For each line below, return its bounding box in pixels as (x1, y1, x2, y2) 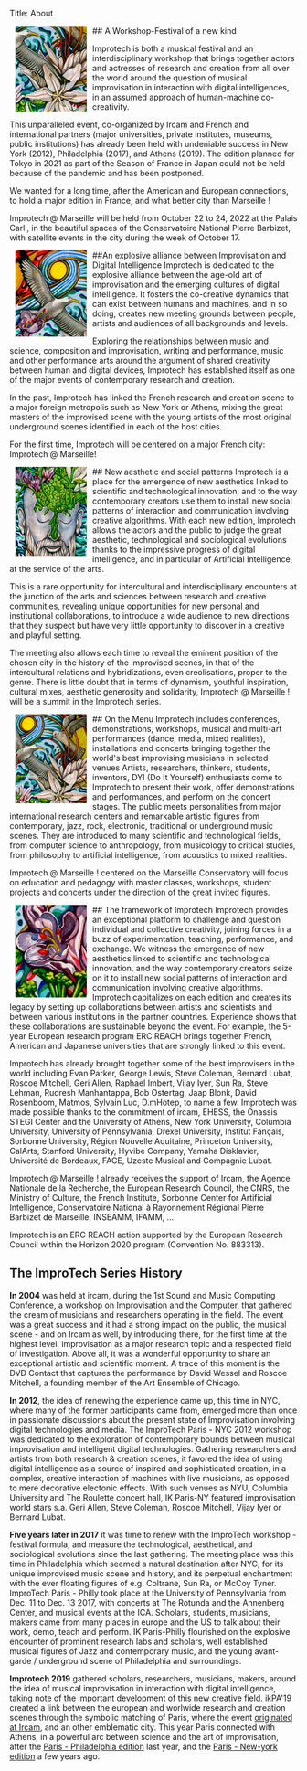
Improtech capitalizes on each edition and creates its (92, 992, 291, 1002)
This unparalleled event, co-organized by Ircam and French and (9, 119, 249, 130)
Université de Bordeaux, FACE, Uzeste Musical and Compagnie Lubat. (9, 1155, 272, 1166)
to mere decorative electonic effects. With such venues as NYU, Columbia (9, 1482, 289, 1493)
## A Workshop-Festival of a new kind (92, 26, 238, 36)
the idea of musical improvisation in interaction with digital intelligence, (9, 1682, 277, 1693)
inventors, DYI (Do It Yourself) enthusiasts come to (92, 772, 283, 782)
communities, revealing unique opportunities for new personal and (9, 600, 259, 611)
